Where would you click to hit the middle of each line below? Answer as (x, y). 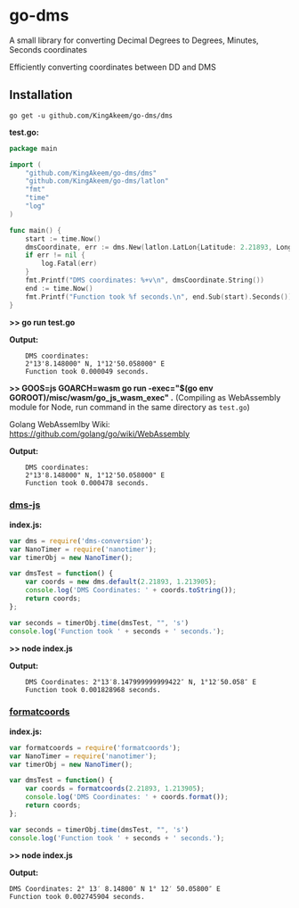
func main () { (36, 230)
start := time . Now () (63, 239)
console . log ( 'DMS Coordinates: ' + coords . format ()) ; (127, 797)
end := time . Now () (59, 288)
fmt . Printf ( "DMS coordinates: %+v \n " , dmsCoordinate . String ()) (145, 280)
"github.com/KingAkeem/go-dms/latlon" (97, 181)
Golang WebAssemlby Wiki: (60, 424)
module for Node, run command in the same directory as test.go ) (130, 407)
